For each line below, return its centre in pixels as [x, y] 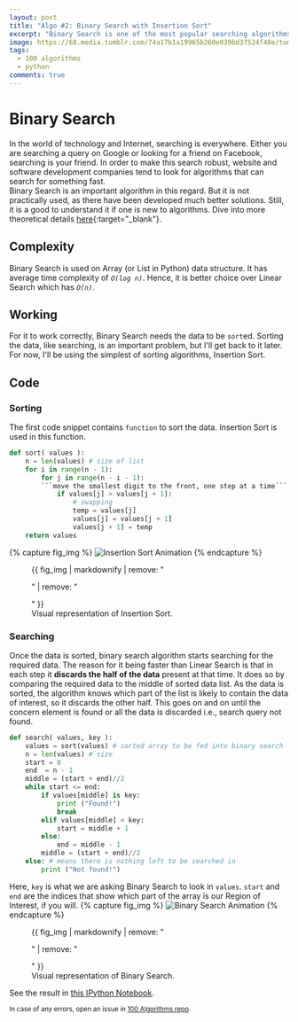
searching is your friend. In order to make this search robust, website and [143, 162]
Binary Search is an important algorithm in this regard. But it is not [129, 191]
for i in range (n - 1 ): [69, 469]
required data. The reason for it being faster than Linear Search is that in [141, 665]
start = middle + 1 [92, 828]
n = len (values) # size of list [85, 461]
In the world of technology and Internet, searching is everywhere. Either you [149, 144]
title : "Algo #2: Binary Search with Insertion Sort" [111, 26]
